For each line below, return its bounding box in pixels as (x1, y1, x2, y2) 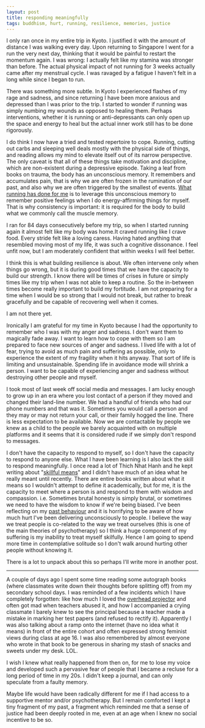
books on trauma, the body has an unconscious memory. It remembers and (6, 171, 196, 178)
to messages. (6, 438, 41, 445)
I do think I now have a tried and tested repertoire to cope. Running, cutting (6, 139, 195, 146)
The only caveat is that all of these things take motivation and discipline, (6, 158, 188, 165)
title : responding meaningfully (6, 15, 88, 21)
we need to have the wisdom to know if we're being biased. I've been (6, 501, 181, 508)
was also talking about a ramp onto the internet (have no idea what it (6, 621, 179, 629)
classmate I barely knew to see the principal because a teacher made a (6, 608, 185, 616)
